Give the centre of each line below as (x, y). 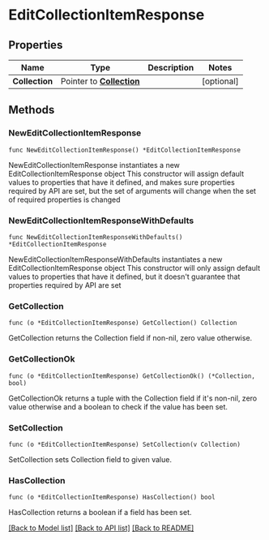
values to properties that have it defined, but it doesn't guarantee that (124, 276)
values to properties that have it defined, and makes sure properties (122, 182)
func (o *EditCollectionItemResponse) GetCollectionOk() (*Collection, (132, 376)
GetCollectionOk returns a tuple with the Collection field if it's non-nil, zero (133, 398)
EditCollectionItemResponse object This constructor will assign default (126, 174)
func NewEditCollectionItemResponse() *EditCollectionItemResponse (125, 150)
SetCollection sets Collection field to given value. (90, 459)
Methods (32, 110)
